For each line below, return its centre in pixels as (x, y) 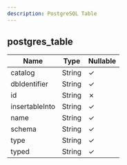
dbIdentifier (29, 84)
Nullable (102, 61)
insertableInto (33, 107)
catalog (23, 73)
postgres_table (40, 42)
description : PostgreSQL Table (52, 14)
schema (23, 129)
